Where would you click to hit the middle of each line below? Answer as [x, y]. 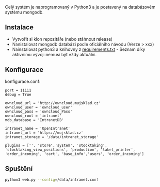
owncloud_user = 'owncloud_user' [39, 107]
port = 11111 [18, 90]
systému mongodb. [24, 12]
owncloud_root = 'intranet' [33, 116]
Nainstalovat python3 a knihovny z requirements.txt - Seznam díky [79, 49]
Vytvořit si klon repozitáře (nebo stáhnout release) [62, 39]
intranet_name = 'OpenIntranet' [38, 128]
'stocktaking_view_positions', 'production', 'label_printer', [70, 150]
